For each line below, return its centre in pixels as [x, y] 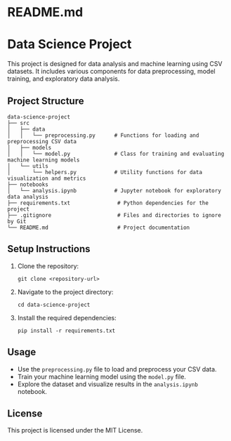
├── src [19, 123]
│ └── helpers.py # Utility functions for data [105, 172]
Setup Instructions [49, 249]
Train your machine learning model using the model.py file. [101, 376]
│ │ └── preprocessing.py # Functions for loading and [103, 135]
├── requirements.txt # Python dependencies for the [108, 203]
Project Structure [46, 101]
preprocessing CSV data [42, 141]
